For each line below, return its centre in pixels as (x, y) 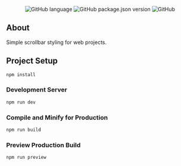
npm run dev (21, 102)
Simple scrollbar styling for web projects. (57, 42)
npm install (21, 74)
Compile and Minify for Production (57, 117)
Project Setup (32, 61)
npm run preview (26, 158)
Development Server (37, 90)
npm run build (24, 130)
